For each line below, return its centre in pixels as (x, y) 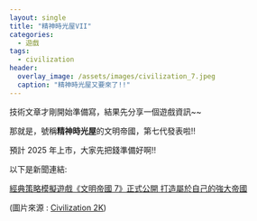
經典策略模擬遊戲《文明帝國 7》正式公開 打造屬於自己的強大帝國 (128, 188)
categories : (32, 34)
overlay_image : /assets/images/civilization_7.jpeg (117, 77)
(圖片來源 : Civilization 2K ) (58, 207)
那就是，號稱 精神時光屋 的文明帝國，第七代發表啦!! (103, 131)
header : (24, 69)
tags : (19, 51)
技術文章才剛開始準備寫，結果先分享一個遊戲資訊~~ (106, 111)
